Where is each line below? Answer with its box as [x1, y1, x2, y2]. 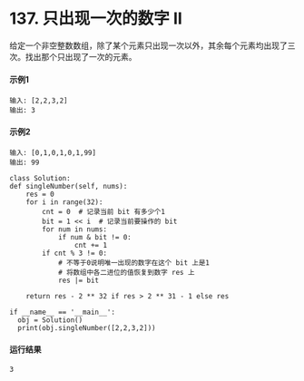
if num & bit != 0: [57, 233, 132, 242]
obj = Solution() [17, 316, 83, 325]
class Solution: [9, 174, 71, 183]
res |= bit [57, 276, 100, 286]
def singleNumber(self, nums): [9, 182, 128, 191]
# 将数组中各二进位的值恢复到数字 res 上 [57, 269, 195, 278]
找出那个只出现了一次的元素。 [25, 51, 137, 62]
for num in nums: [42, 225, 107, 234]
